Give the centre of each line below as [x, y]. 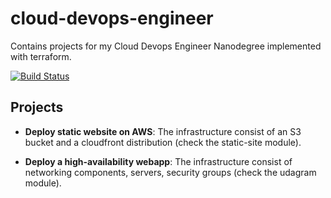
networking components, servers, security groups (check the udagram [170, 172]
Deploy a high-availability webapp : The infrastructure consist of [158, 161]
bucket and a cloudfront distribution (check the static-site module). [163, 142]
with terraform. [41, 56]
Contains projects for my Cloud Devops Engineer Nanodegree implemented [166, 46]
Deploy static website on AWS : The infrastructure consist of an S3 [163, 131]
